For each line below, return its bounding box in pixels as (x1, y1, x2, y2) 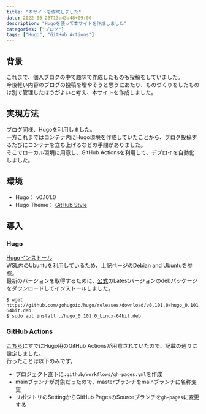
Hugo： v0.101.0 (15, 194, 56, 201)
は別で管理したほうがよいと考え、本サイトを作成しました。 (6, 88, 157, 96)
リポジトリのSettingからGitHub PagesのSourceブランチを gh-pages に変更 (15, 393, 200, 401)
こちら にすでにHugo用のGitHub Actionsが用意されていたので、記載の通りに (6, 342, 198, 349)
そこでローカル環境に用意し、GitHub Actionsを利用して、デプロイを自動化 (6, 148, 195, 156)
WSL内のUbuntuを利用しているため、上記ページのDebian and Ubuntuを (6, 262, 188, 269)
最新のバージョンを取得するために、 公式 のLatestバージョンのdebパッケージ (6, 277, 198, 285)
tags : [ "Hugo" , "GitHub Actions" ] (6, 32, 95, 38)
